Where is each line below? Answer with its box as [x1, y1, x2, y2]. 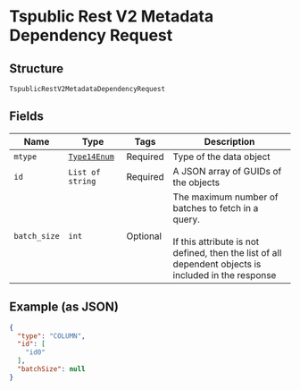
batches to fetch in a [172, 201, 259, 214]
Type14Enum [68, 151, 114, 162]
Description [204, 135, 255, 148]
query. [172, 213, 201, 225]
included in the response [172, 268, 277, 281]
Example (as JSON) [9, 300, 119, 315]
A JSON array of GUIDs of [172, 165, 282, 177]
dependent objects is [172, 258, 262, 270]
